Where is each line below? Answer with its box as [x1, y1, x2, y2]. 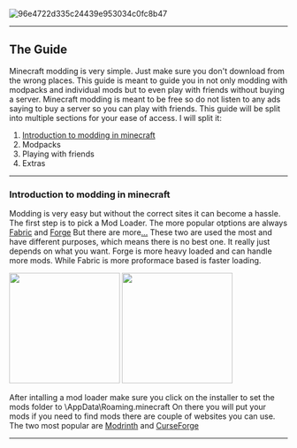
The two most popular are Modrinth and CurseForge [9, 421, 199, 431]
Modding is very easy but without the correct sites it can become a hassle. [9, 209, 281, 219]
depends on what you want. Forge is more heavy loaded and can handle [9, 246, 272, 256]
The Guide [9, 42, 68, 57]
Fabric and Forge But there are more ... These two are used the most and [9, 227, 272, 238]
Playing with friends [21, 148, 95, 159]
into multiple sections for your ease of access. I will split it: [9, 112, 223, 123]
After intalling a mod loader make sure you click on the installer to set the [9, 392, 276, 403]
